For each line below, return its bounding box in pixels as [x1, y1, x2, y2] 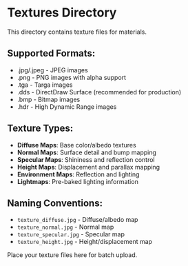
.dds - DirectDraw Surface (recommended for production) [17, 88, 182, 96]
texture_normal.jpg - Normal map [17, 223, 114, 232]
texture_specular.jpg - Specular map [17, 230, 125, 238]
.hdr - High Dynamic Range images [17, 102, 117, 111]
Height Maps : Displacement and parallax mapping [17, 163, 160, 171]
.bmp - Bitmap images [17, 95, 81, 103]
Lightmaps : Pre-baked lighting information [17, 177, 139, 185]
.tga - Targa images [17, 81, 73, 89]
